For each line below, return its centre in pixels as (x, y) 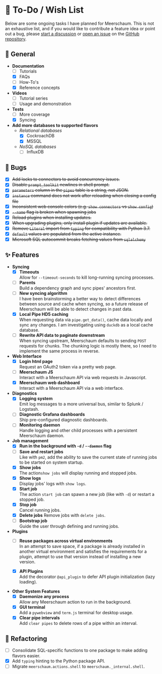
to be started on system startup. (51, 462)
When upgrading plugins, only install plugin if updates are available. (80, 223)
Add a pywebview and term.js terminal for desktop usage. (76, 613)
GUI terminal (32, 607)
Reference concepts (40, 88)
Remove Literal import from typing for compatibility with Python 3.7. (81, 228)
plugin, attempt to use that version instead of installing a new (80, 556)
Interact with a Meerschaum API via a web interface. (72, 388)
